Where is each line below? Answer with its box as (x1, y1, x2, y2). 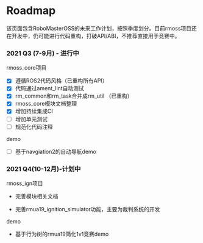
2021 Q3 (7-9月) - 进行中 (6, 49, 79, 57)
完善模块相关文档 (15, 193, 59, 200)
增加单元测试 (15, 115, 48, 123)
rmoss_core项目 (6, 64, 47, 71)
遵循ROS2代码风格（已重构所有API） (15, 77, 108, 84)
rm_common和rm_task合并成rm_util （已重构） (15, 92, 133, 100)
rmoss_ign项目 (6, 180, 44, 187)
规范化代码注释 (15, 123, 53, 130)
